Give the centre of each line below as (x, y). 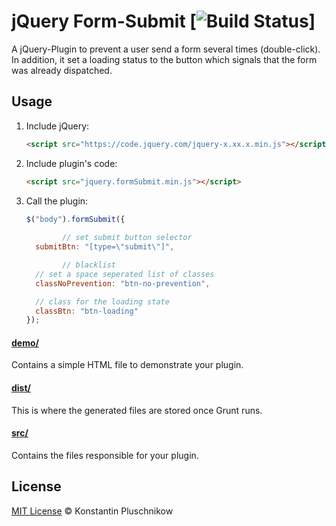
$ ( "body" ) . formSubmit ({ (75, 219)
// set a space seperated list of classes (125, 274)
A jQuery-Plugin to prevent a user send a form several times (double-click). (166, 49)
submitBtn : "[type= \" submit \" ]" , (105, 247)
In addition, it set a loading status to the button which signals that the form (164, 59)
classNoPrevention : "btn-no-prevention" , (123, 283)
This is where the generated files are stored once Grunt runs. (137, 410)
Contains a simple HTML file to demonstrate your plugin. (127, 365)
